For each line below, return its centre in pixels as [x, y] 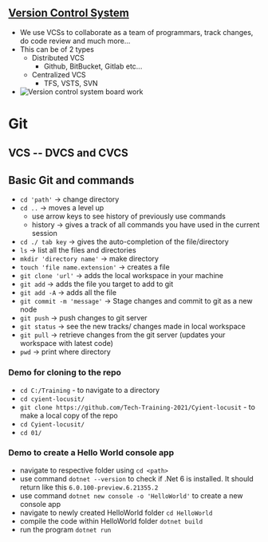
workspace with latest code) [67, 344]
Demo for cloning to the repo [65, 372]
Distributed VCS [58, 57]
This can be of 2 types [57, 49]
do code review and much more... [75, 41]
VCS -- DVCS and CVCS [69, 153]
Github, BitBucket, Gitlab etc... [93, 66]
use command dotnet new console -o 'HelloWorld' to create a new [131, 495]
